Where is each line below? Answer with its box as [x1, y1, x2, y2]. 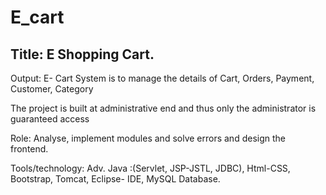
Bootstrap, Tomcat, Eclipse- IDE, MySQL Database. [10, 173, 221, 185]
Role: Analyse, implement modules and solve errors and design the [10, 132, 286, 144]
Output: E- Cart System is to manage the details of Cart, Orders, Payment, [10, 72, 315, 84]
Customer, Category [10, 83, 94, 95]
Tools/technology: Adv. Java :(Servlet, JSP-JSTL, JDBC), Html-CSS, [10, 162, 291, 174]
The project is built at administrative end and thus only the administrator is [10, 102, 317, 114]
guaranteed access [10, 113, 90, 125]
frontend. [10, 143, 49, 155]
